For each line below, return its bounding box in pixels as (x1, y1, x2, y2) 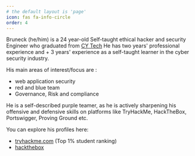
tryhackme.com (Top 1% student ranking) (14, 138, 117, 145)
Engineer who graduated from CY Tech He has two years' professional (6, 42, 180, 49)
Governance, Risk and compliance (14, 90, 100, 98)
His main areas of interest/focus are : (6, 66, 97, 74)
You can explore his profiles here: (6, 126, 89, 133)
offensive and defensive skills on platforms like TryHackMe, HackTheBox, (6, 108, 187, 116)
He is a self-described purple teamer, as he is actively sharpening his (6, 102, 177, 109)
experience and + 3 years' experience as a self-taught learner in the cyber (6, 49, 190, 56)
